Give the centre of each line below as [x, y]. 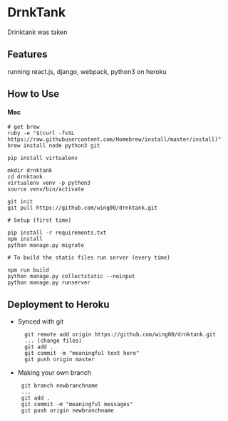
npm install [25, 239]
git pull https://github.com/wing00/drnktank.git [83, 208]
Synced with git [41, 321]
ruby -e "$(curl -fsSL [41, 133]
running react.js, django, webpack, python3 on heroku [87, 71]
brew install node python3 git [54, 146]
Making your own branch [54, 373]
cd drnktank [25, 177]
